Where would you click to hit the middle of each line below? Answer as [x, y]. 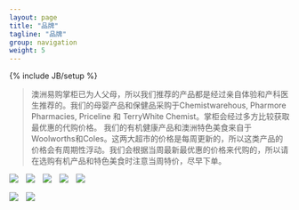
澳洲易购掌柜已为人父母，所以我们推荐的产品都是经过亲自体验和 [148, 94]
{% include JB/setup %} [53, 76]
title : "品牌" [34, 26]
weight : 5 [28, 51]
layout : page [33, 17]
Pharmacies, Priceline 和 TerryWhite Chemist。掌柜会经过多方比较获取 [160, 117]
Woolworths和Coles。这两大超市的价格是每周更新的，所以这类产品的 [157, 139]
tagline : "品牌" [38, 34]
